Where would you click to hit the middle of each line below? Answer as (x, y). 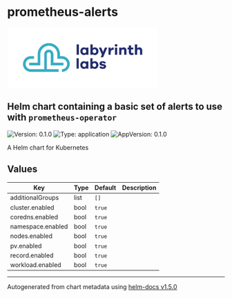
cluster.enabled (32, 207)
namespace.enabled (39, 227)
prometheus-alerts (63, 12)
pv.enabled (26, 246)
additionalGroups (35, 198)
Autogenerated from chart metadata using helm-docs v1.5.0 (92, 286)
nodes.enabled (31, 236)
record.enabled (32, 255)
